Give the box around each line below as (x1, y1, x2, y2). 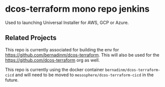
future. (5, 77, 19, 83)
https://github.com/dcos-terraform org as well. (5, 57, 100, 63)
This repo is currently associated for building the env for (5, 46, 119, 52)
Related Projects (5, 34, 57, 42)
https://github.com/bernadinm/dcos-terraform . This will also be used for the (5, 52, 160, 58)
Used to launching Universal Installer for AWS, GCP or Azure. (5, 20, 129, 25)
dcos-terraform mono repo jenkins (5, 3, 150, 15)
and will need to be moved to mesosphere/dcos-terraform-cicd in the (15, 72, 154, 78)
